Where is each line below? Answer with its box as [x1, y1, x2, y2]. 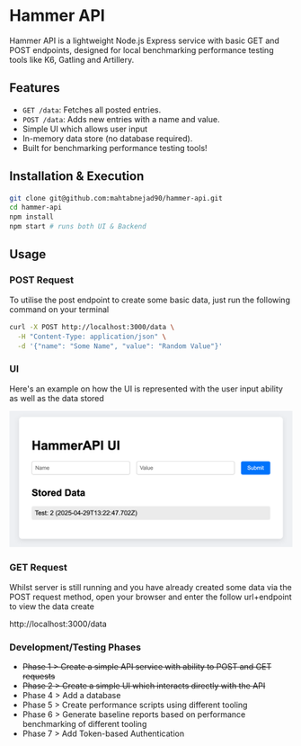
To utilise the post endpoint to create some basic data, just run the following [9, 294, 290, 305]
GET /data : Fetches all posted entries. [22, 104, 162, 115]
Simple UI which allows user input [22, 123, 148, 134]
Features [9, 80, 60, 95]
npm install [9, 212, 54, 221]
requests [22, 670, 56, 681]
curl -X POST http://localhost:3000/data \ [9, 322, 175, 331]
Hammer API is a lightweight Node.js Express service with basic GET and [9, 35, 280, 46]
